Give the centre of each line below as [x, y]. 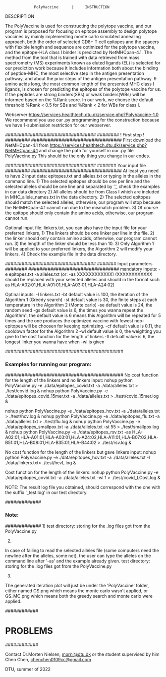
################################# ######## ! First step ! [75, 135]
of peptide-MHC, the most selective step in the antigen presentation [75, 73]
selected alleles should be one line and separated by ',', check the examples [83, 186]
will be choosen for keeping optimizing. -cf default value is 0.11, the [92, 326]
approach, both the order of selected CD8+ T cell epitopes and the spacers [82, 42]
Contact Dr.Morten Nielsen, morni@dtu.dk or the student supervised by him [82, 654]
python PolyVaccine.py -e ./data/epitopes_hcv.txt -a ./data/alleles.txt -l [78, 458]
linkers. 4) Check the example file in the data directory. [61, 254]
